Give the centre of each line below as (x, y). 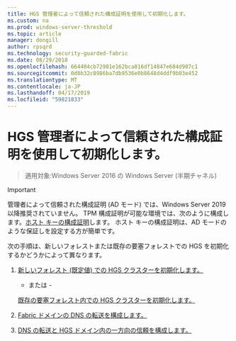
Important (22, 189)
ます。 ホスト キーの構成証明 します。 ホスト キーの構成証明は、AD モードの (117, 222)
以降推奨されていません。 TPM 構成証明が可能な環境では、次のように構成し (118, 213)
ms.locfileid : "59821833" (45, 100)
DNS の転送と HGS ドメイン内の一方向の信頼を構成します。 (105, 330)
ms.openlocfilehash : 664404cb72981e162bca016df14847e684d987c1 (103, 67)
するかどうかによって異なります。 (57, 255)
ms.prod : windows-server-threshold (60, 27)
